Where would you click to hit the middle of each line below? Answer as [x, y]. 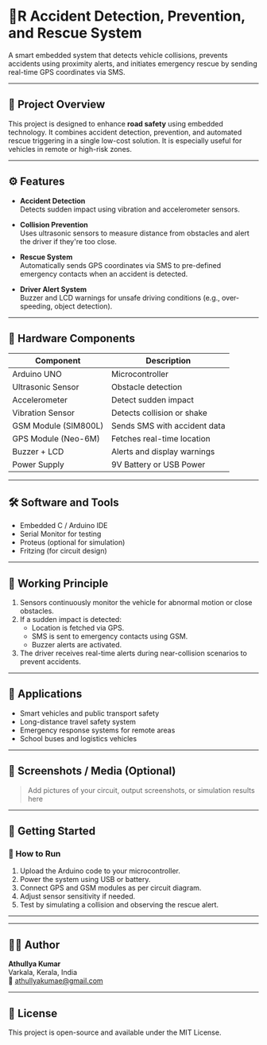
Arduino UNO [37, 375]
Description [168, 361]
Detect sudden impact [153, 400]
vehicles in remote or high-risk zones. [70, 149]
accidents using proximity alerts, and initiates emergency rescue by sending [133, 64]
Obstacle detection [147, 387]
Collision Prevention [54, 224]
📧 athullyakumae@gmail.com [56, 981]
